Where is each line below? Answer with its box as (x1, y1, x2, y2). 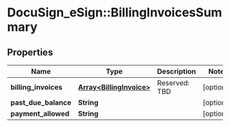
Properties (7, 46, 53, 58)
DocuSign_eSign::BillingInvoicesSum (7, 5, 222, 20)
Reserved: (157, 79, 190, 87)
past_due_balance (10, 98, 72, 107)
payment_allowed (10, 109, 70, 118)
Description (157, 67, 196, 76)
